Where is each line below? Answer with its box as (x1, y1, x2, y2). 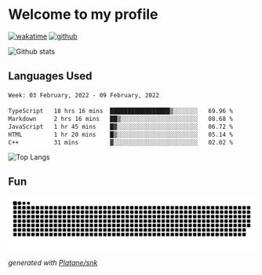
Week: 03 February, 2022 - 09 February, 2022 (8, 91, 159, 99)
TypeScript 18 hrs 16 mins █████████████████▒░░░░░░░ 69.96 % (8, 107, 234, 115)
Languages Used (8, 69, 93, 83)
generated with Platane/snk (8, 258, 98, 268)
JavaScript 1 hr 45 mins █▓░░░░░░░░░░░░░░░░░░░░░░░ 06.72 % (8, 123, 234, 130)
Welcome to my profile (8, 5, 158, 24)
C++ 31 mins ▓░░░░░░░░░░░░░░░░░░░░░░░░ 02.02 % (8, 138, 234, 146)
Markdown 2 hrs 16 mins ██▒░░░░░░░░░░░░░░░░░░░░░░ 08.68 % (8, 115, 234, 123)
